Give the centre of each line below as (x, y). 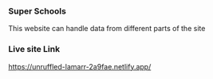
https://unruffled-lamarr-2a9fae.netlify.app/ (80, 66)
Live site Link (34, 49)
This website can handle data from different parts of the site (107, 29)
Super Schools (37, 11)
